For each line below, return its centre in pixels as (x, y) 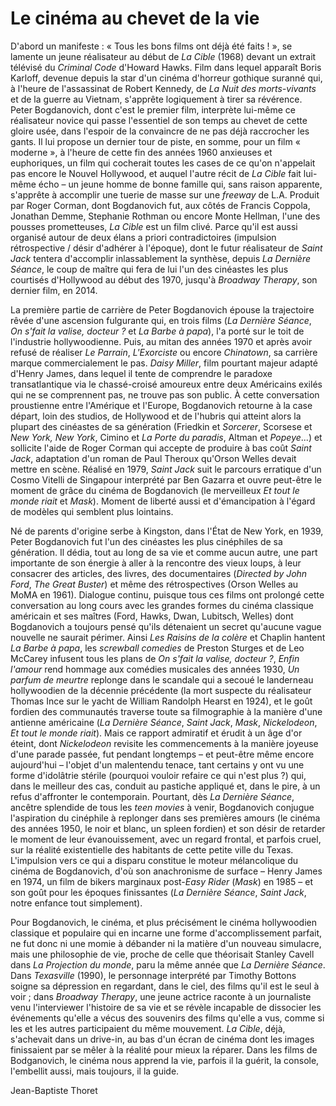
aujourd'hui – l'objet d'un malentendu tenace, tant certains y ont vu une (157, 764)
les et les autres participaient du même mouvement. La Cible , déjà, (148, 1028)
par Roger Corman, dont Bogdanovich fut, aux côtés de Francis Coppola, (160, 205)
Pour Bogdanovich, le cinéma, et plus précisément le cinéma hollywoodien (163, 922)
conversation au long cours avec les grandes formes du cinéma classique (162, 605)
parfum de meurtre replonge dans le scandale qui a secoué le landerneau (162, 679)
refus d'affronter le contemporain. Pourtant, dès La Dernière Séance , (152, 796)
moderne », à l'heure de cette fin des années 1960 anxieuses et (141, 152)
